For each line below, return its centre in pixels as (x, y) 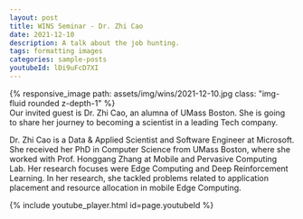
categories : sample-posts (58, 59)
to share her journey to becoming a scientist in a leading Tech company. (144, 122)
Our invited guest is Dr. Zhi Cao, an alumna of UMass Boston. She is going (147, 113)
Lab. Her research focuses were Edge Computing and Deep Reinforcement (149, 169)
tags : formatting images (56, 51)
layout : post (34, 18)
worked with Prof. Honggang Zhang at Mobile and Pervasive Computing (143, 159)
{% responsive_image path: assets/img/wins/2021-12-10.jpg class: (133, 93)
